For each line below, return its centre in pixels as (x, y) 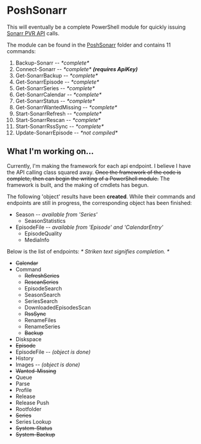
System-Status (34, 428)
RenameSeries (42, 326)
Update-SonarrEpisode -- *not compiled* (67, 133)
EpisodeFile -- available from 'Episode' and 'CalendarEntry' (89, 227)
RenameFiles (40, 320)
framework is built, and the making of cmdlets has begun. (78, 185)
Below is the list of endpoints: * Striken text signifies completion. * (88, 251)
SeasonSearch (42, 295)
